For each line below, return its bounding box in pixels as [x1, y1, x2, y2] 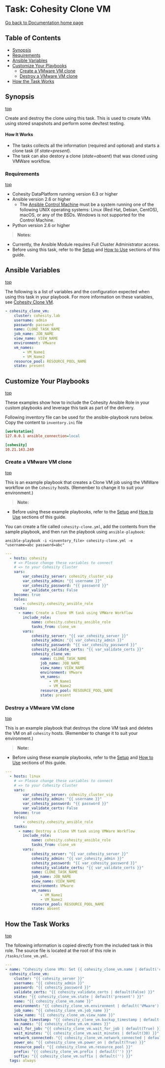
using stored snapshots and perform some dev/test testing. [5, 120, 125, 126]
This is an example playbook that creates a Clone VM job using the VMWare [5, 479, 159, 485]
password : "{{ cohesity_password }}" [14, 985, 91, 990]
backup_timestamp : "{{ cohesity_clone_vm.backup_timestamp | [14, 1017, 141, 1022]
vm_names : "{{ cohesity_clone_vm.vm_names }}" [14, 1022, 111, 1027]
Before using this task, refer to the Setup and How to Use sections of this [12, 247, 160, 253]
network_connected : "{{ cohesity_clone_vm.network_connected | [14, 1036, 146, 1040]
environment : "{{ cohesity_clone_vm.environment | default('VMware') [14, 1003, 160, 1008]
